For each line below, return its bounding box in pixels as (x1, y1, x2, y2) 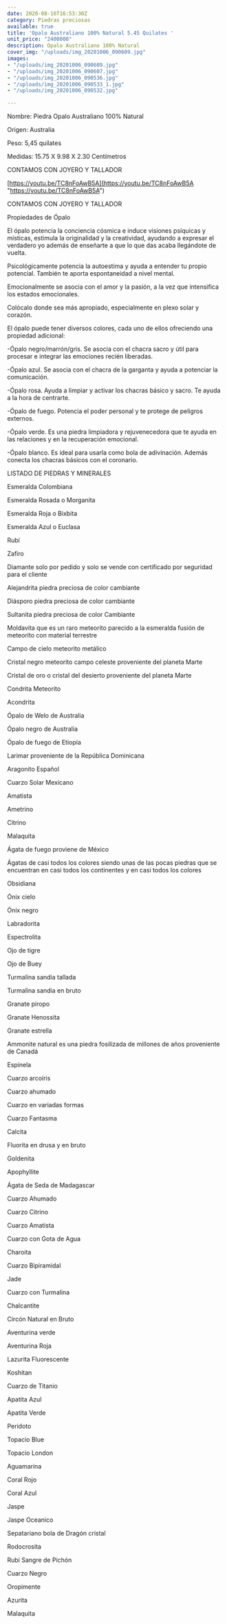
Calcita (7, 1127, 28, 1136)
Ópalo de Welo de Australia (7, 711, 85, 720)
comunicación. (7, 373, 50, 381)
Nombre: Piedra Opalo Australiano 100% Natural (7, 112, 144, 121)
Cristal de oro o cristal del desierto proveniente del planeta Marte (7, 671, 192, 680)
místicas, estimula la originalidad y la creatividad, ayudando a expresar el (7, 234, 215, 242)
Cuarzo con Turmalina (7, 1288, 70, 1297)
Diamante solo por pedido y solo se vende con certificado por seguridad (7, 563, 213, 571)
